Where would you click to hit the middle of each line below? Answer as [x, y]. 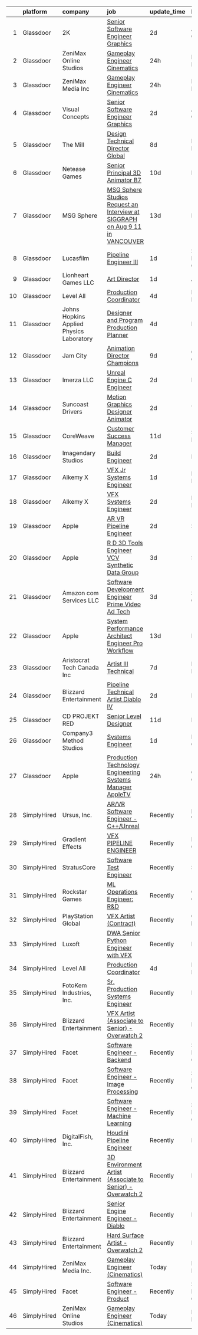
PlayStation [78, 916]
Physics [73, 331]
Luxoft [71, 944]
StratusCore [79, 867]
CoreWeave [78, 436]
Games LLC [78, 283]
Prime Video [124, 604]
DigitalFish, [77, 1136]
